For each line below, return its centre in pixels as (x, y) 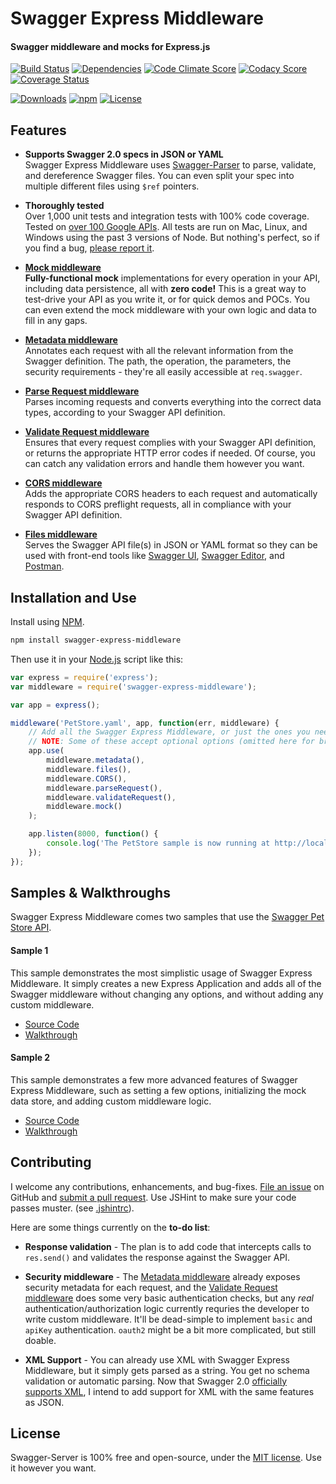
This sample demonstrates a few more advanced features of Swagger (154, 1079)
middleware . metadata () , (95, 760)
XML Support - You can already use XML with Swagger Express (157, 1359)
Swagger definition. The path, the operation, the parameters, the (158, 361)
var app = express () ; (55, 705)
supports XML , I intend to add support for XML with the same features (169, 1391)
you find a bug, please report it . (89, 248)
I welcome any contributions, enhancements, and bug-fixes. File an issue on (167, 1186)
